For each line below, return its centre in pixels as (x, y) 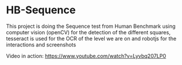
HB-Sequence (41, 10)
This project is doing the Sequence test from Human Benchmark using (91, 26)
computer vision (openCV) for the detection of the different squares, (88, 32)
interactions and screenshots (41, 45)
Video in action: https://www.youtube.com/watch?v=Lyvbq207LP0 (86, 56)
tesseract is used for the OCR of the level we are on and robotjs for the (91, 38)
